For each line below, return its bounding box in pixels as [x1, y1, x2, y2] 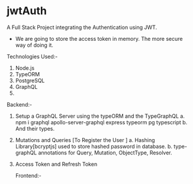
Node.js [15, 64, 35, 72]
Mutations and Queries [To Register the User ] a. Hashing [15, 136, 155, 143]
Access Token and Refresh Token [15, 160, 98, 167]
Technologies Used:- [7, 53, 58, 60]
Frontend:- [15, 172, 42, 179]
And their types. [15, 125, 55, 132]
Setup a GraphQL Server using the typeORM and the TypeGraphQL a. [15, 112, 185, 120]
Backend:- [7, 101, 32, 108]
